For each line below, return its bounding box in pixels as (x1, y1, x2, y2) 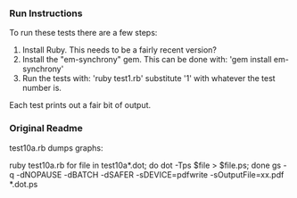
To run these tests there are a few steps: (9, 28, 158, 38)
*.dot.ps (9, 178, 38, 189)
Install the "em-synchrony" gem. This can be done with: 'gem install (21, 54, 272, 65)
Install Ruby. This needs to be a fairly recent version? (21, 45, 217, 55)
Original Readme (9, 122, 83, 135)
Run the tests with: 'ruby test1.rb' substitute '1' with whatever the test (21, 73, 276, 84)
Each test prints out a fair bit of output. (9, 100, 152, 111)
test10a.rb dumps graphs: (9, 142, 103, 153)
